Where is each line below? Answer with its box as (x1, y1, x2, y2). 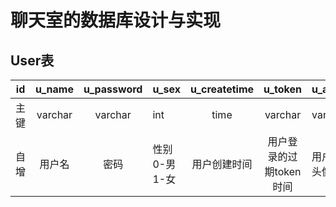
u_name (35, 82, 74, 96)
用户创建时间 (191, 157, 253, 171)
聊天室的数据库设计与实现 (10, 9, 222, 32)
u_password (83, 82, 143, 96)
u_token (263, 82, 303, 96)
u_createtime (189, 82, 255, 96)
